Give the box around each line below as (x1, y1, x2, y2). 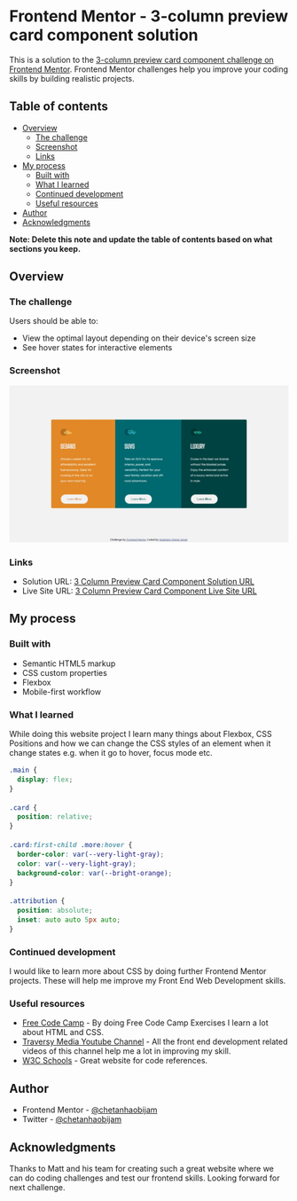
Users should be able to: (9, 316, 99, 326)
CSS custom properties (21, 667, 108, 678)
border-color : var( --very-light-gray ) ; (17, 850, 165, 859)
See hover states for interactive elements (21, 342, 173, 353)
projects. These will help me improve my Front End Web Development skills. (9, 976, 286, 986)
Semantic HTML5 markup (21, 658, 116, 669)
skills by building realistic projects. (9, 73, 135, 83)
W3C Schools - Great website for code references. (21, 1056, 208, 1066)
